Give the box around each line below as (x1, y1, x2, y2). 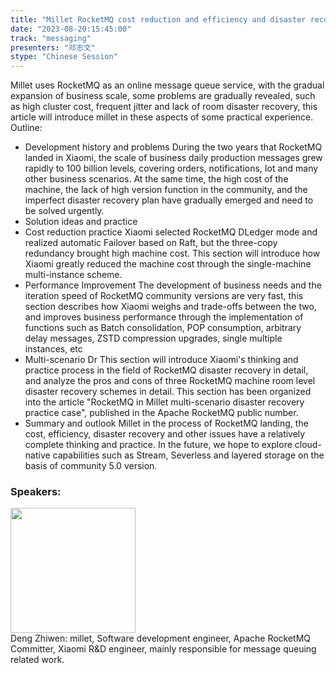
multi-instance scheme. (24, 269, 123, 281)
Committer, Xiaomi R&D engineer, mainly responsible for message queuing (10, 643, 317, 655)
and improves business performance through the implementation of (24, 311, 304, 323)
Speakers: (10, 485, 62, 499)
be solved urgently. (24, 205, 105, 217)
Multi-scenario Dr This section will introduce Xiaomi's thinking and (24, 354, 299, 366)
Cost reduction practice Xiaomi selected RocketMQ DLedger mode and (24, 226, 318, 238)
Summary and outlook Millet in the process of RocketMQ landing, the (24, 417, 309, 430)
